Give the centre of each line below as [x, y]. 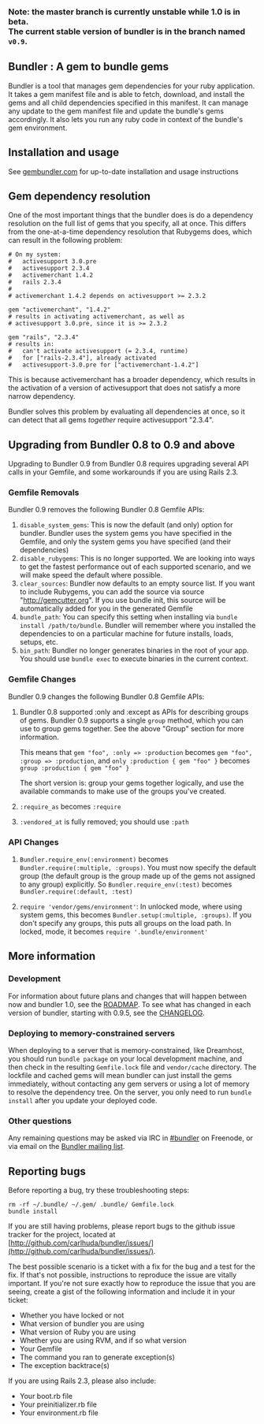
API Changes [33, 842]
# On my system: [35, 255]
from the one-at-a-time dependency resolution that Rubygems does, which [130, 232]
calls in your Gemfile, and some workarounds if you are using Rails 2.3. [123, 472]
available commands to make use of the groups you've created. [123, 791]
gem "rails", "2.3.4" [44, 337]
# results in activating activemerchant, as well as [97, 317]
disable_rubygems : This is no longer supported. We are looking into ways [137, 559]
